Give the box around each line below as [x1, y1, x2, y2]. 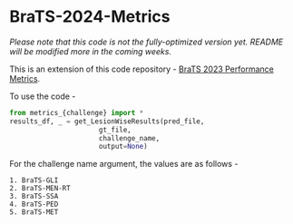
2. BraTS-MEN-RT [9, 184, 71, 193]
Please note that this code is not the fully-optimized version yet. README [9, 36, 284, 47]
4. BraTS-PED [9, 200, 59, 209]
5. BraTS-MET [9, 208, 59, 217]
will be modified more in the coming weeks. [9, 45, 172, 56]
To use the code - [9, 91, 76, 102]
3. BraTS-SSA [9, 192, 59, 201]
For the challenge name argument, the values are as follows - [9, 159, 239, 170]
